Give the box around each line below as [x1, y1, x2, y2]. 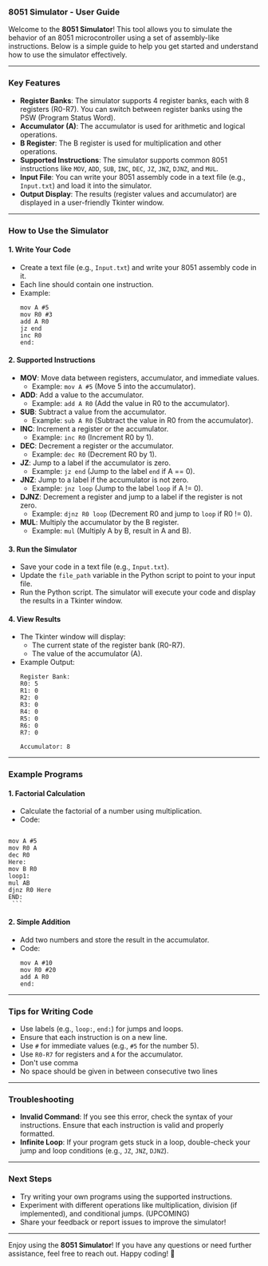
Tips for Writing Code [8, 1005, 94, 1017]
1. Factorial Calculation [8, 788, 85, 798]
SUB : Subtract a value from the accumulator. [19, 407, 167, 416]
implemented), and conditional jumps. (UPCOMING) [19, 1208, 190, 1218]
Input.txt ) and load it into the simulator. [19, 181, 152, 190]
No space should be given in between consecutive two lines [19, 1066, 218, 1076]
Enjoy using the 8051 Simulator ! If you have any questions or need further [8, 1240, 252, 1249]
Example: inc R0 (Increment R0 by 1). [31, 432, 154, 442]
